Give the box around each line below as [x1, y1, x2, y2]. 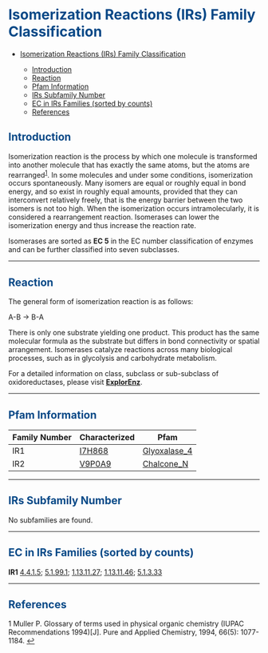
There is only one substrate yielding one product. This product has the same [8, 328, 260, 338]
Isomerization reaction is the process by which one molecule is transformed [8, 151, 258, 161]
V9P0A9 [79, 459, 112, 470]
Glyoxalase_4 [142, 446, 193, 457]
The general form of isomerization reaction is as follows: [8, 297, 194, 306]
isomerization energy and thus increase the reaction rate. [8, 221, 197, 230]
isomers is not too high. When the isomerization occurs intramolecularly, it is [8, 204, 259, 214]
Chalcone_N [142, 459, 189, 470]
